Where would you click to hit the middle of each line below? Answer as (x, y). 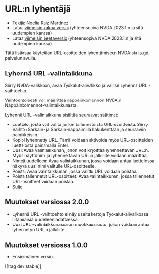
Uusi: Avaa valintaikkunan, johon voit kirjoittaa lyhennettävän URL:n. (80, 150)
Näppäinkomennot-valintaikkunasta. (42, 105)
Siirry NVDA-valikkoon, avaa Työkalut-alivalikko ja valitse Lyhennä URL (76, 85)
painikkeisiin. (25, 135)
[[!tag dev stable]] (23, 266)
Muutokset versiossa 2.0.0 (47, 202)
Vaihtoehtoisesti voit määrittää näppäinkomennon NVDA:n (63, 100)
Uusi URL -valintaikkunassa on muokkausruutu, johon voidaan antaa (81, 224)
